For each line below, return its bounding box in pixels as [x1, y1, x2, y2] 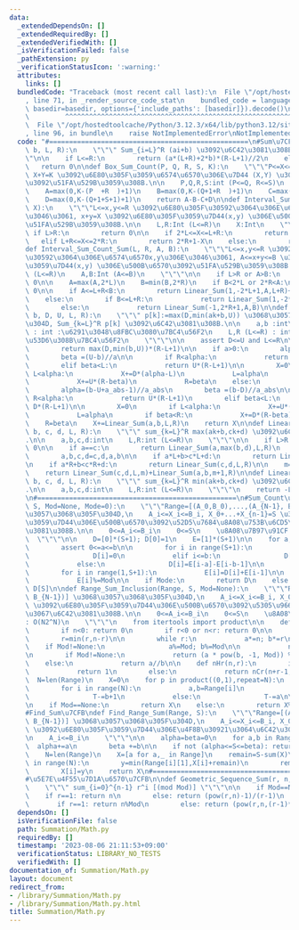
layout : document [9, 874, 74, 883]
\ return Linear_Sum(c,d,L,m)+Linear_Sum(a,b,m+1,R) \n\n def [25, 469, 265, 477]
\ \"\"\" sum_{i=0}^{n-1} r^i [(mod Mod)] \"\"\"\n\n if [25, 783, 265, 793]
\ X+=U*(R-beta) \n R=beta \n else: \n [25, 378, 261, 387]
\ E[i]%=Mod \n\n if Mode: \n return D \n [25, 576, 256, 585]
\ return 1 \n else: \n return [25, 667, 249, 676]
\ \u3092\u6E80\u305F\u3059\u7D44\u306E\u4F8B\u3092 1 [25, 725, 229, 735]
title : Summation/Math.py [9, 908, 105, 917]
